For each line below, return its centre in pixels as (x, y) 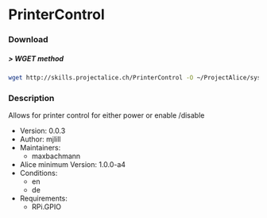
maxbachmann (56, 156)
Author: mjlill (40, 139)
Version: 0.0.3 (43, 131)
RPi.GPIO (46, 207)
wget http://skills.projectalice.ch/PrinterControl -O (101, 78)
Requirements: (43, 199)
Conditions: (39, 173)
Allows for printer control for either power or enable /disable (106, 115)
